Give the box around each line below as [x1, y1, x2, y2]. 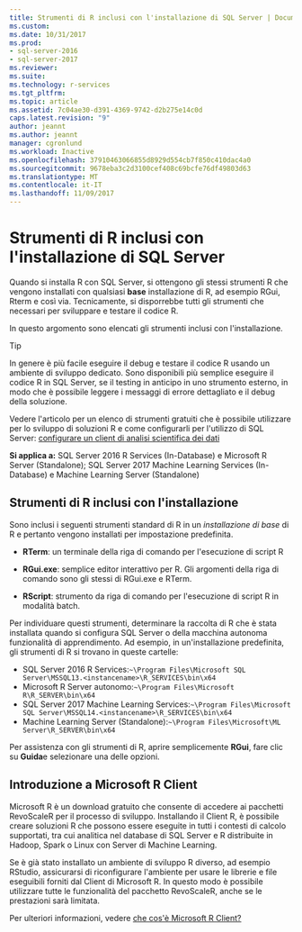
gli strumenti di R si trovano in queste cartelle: [9, 646, 179, 657]
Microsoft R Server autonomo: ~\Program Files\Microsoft [22, 681, 235, 692]
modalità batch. [22, 600, 81, 611]
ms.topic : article [9, 96, 78, 106]
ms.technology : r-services [9, 80, 111, 89]
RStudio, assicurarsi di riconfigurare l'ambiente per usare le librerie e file [9, 866, 278, 877]
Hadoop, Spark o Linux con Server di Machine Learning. [9, 839, 218, 850]
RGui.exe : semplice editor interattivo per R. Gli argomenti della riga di [22, 564, 280, 575]
